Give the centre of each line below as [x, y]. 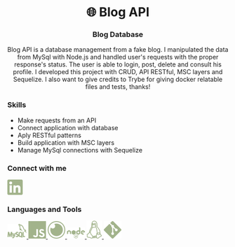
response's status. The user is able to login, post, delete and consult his [118, 64]
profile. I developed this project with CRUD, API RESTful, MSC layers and [118, 72]
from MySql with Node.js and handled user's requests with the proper [118, 57]
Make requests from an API [57, 120]
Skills [17, 105]
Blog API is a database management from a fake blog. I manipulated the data [118, 50]
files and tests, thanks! [118, 87]
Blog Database [118, 34]
